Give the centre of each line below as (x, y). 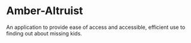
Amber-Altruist (45, 11)
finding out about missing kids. (44, 33)
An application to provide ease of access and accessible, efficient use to (96, 27)
